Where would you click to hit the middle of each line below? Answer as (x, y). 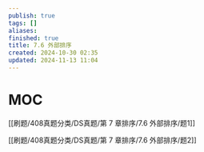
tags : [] (23, 23)
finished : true (34, 38)
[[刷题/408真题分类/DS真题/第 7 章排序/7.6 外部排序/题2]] (103, 140)
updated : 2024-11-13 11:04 (53, 61)
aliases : (23, 30)
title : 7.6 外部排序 (40, 46)
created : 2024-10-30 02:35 (53, 53)
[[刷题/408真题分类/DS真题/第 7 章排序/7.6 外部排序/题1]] (102, 123)
